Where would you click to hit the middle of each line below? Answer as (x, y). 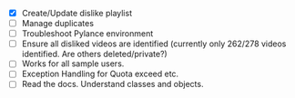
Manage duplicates (58, 24)
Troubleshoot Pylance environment (87, 34)
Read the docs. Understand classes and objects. (112, 84)
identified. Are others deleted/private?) (94, 54)
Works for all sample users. (73, 64)
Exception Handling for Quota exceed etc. (100, 74)
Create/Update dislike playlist (77, 13)
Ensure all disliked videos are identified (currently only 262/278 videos (154, 44)
